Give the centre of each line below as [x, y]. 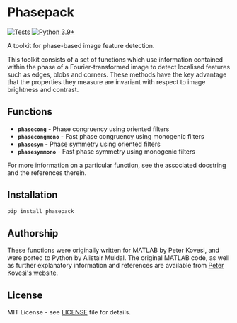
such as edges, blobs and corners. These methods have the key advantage [117, 74]
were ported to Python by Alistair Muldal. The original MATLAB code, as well [118, 258]
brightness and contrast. [43, 89]
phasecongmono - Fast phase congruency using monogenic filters [111, 136]
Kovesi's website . [33, 273]
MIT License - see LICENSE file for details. [69, 312]
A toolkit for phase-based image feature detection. [81, 45]
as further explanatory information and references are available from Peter [116, 266]
